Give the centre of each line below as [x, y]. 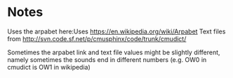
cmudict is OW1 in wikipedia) [49, 67]
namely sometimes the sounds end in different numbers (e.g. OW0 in [107, 59]
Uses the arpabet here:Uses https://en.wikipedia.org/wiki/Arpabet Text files [116, 31]
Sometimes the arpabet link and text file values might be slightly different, [114, 52]
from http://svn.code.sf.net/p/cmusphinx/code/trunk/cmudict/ [97, 38]
